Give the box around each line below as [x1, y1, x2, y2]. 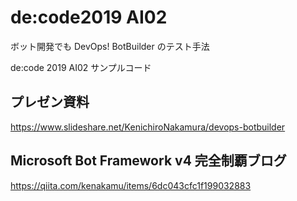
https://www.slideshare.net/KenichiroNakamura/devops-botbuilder [10, 121, 286, 133]
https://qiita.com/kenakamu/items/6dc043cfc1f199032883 [10, 179, 252, 191]
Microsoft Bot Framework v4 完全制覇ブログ [10, 152, 287, 170]
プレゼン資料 [10, 94, 90, 111]
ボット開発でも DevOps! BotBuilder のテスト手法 [10, 40, 210, 52]
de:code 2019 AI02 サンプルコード [10, 61, 152, 73]
